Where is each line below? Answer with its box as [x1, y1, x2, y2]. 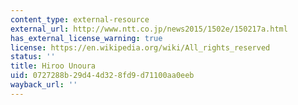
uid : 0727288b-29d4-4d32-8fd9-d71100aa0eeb [10, 71, 195, 81]
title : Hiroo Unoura [10, 61, 97, 71]
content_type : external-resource [10, 14, 150, 25]
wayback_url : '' [10, 80, 78, 90]
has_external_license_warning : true [10, 33, 163, 43]
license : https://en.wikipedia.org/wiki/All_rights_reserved [10, 42, 271, 53]
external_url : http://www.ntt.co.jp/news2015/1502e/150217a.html [10, 24, 288, 34]
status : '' [10, 52, 56, 62]
